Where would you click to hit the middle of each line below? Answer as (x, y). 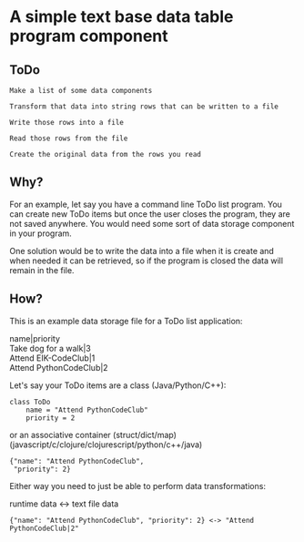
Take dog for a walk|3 (50, 348)
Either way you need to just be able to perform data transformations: (138, 486)
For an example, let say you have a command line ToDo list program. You (146, 204)
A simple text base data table (122, 17)
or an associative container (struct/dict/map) (93, 435)
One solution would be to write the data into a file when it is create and (142, 251)
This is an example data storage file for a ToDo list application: (126, 321)
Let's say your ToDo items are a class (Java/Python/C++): (118, 385)
